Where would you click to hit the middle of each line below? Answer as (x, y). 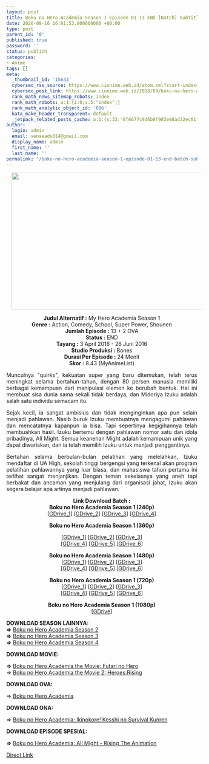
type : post (20, 29)
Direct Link (20, 755)
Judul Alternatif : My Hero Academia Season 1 (102, 318)
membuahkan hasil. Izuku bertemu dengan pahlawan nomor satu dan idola (102, 432)
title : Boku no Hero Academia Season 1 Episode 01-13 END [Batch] (92, 18)
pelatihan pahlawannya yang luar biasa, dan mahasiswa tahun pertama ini (102, 470)
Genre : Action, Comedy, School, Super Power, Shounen (102, 325)
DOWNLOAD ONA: (30, 708)
